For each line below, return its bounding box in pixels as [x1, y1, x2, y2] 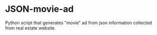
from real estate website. [5, 25, 56, 31]
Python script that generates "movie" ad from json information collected [5, 20, 152, 26]
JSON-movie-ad [5, 3, 74, 15]
